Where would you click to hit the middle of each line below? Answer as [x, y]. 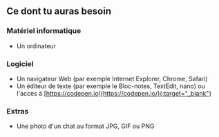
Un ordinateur [36, 46]
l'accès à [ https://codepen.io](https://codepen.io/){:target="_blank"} [114, 93]
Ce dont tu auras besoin [59, 11]
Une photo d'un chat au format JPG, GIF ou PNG [85, 126]
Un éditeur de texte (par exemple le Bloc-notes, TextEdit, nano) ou [111, 86]
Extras [18, 111]
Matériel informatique [44, 31]
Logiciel [20, 63]
